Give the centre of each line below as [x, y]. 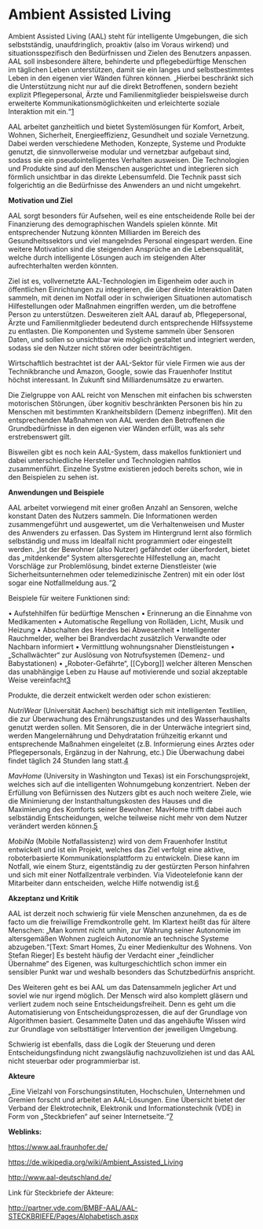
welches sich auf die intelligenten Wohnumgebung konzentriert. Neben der [130, 784]
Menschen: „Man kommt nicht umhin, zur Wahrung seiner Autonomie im [124, 930]
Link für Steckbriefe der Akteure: [61, 1192]
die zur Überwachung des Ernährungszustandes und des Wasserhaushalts [129, 719]
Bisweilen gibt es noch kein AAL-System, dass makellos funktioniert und [125, 452]
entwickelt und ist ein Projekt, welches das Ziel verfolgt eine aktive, [117, 849]
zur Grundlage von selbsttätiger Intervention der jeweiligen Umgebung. [123, 1028]
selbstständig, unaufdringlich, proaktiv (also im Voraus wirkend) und [119, 44]
